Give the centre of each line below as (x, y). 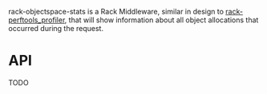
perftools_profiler (37, 20)
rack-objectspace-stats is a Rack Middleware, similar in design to (116, 12)
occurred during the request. (56, 28)
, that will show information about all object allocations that (162, 20)
